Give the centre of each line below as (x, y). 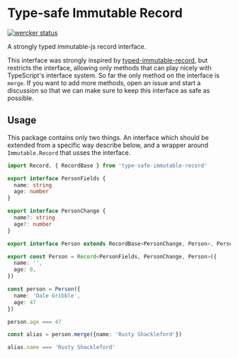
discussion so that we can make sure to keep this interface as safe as (109, 90)
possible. (21, 98)
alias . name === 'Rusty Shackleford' (61, 347)
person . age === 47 (34, 322)
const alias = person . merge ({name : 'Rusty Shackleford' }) (95, 335)
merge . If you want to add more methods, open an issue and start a (104, 82)
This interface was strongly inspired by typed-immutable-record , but (108, 60)
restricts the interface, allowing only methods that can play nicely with (110, 67)
